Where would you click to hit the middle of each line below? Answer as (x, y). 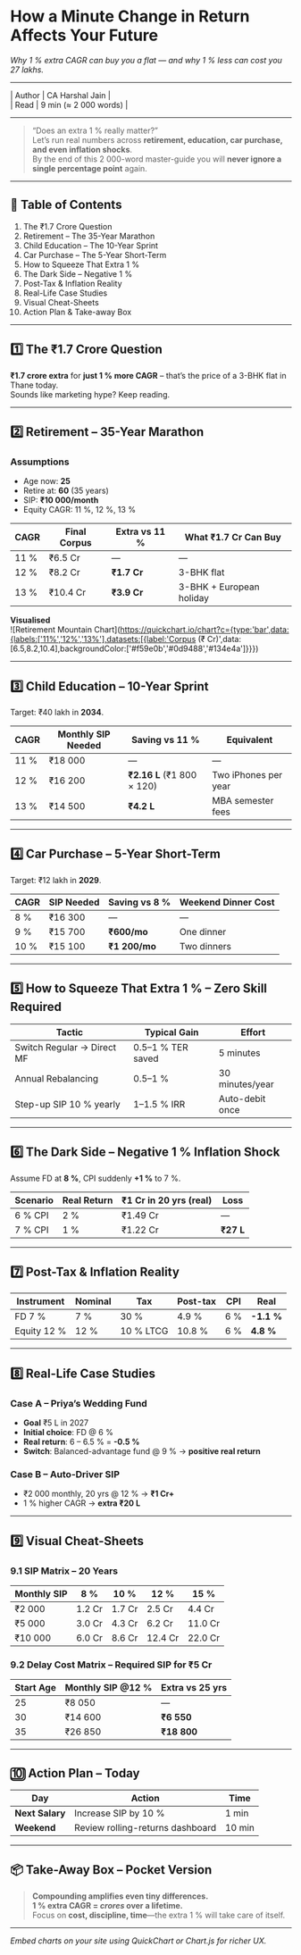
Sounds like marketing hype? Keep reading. (90, 394)
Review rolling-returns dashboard (145, 1828)
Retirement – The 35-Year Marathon (89, 236)
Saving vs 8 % (139, 902)
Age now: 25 (46, 481)
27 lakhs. (27, 70)
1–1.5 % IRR (159, 1104)
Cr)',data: (224, 639)
